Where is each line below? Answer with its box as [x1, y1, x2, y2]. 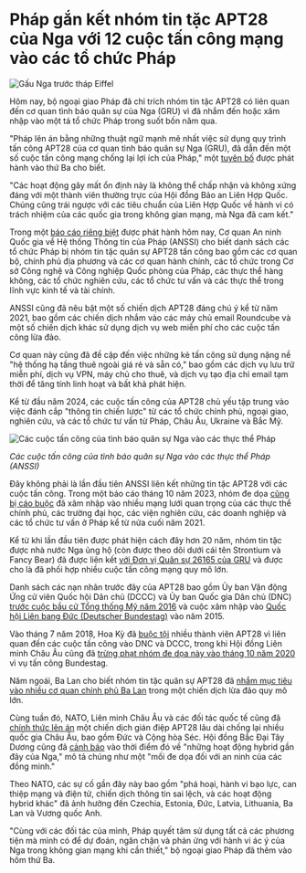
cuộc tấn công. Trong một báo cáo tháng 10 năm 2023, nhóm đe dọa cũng [9, 488, 290, 499]
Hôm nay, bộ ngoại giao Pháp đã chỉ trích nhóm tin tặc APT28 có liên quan [9, 96, 290, 107]
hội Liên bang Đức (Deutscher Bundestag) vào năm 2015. [9, 610, 226, 621]
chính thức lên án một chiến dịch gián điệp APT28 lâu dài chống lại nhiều [9, 721, 285, 732]
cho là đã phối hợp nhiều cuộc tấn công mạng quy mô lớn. [9, 563, 228, 574]
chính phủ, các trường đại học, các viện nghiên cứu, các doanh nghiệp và [9, 507, 287, 518]
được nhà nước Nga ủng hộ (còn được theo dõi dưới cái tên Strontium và [9, 544, 281, 555]
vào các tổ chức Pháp [9, 48, 176, 68]
